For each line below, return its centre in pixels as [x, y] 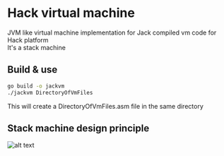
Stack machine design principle [78, 128]
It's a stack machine [36, 47]
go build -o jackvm [36, 86]
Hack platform [28, 40]
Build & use [33, 70]
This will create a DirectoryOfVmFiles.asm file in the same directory [105, 106]
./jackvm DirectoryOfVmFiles [50, 92]
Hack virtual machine [71, 13]
